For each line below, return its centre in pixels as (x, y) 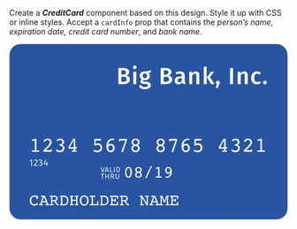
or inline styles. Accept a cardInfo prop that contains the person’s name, (141, 22)
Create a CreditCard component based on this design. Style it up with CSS (145, 13)
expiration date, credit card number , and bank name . (106, 31)
